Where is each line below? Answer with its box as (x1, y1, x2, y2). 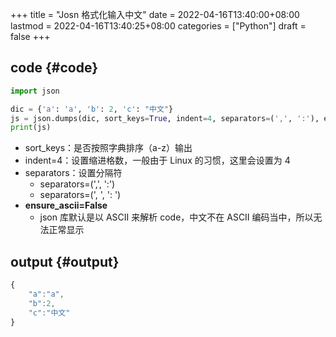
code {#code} (10, 59, 98, 77)
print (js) (10, 123, 52, 133)
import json (10, 86, 60, 96)
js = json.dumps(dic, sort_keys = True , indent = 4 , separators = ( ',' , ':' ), (10, 113, 320, 123)
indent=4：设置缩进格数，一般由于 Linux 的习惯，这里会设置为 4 (24, 154, 291, 167)
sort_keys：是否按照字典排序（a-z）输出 (24, 142, 193, 154)
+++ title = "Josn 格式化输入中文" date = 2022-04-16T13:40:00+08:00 (10, 9, 300, 20)
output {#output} (10, 253, 120, 270)
